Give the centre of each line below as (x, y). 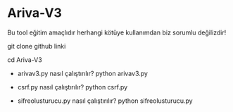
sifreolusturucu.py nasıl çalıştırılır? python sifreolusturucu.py (105, 101)
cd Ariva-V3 (25, 60)
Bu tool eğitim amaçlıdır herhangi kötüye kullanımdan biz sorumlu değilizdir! (117, 32)
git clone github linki (37, 46)
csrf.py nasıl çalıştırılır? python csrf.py (73, 87)
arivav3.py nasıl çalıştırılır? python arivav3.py (82, 73)
